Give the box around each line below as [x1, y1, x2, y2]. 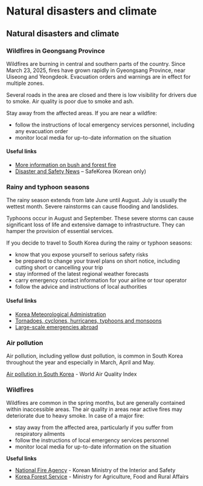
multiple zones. [6, 79, 44, 87]
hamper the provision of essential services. [6, 228, 114, 235]
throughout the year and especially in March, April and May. [6, 358, 155, 366]
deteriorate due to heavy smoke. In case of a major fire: [6, 412, 145, 419]
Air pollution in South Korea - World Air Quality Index [6, 370, 137, 378]
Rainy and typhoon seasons [6, 183, 90, 191]
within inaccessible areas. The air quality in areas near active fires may [6, 406, 182, 413]
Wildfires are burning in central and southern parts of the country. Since [6, 60, 185, 67]
